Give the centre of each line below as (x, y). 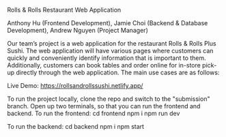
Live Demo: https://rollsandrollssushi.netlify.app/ (75, 86)
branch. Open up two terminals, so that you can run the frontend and (104, 106)
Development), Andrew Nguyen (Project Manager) (77, 30)
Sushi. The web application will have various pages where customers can (110, 51)
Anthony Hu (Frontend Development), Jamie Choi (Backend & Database (108, 23)
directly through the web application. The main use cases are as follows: (118, 72)
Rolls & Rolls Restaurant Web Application (64, 10)
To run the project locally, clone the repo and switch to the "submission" (109, 99)
